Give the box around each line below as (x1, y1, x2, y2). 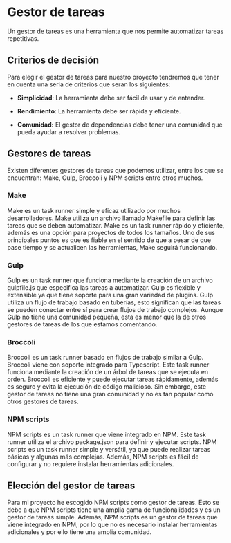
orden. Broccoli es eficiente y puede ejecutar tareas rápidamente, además (7, 375, 219, 384)
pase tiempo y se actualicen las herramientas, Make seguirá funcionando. (7, 243, 218, 251)
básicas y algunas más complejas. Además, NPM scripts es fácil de (7, 452, 199, 461)
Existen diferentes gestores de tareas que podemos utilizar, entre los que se (7, 166, 224, 174)
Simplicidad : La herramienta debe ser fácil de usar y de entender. (17, 93, 205, 102)
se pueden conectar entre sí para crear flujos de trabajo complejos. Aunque (7, 306, 223, 314)
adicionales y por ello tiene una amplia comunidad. (7, 527, 152, 536)
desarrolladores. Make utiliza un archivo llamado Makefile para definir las (7, 214, 216, 222)
